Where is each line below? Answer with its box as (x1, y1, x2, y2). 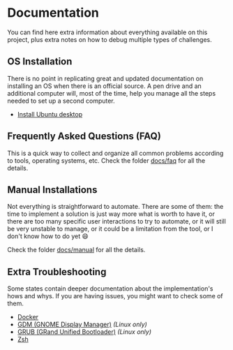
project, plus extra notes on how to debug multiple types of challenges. (7, 35, 212, 43)
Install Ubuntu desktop (17, 110, 82, 118)
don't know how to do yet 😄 (7, 232, 89, 240)
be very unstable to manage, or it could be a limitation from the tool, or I (7, 225, 213, 233)
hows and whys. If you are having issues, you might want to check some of (7, 292, 223, 300)
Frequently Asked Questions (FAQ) (7, 131, 162, 143)
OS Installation (7, 56, 73, 68)
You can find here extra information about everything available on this (7, 28, 208, 36)
